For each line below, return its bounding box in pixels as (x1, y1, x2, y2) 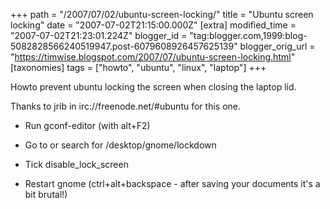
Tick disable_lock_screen (24, 159, 129, 170)
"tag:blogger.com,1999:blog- (189, 30, 308, 41)
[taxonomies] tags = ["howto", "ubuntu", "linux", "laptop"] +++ (10, 62, 267, 73)
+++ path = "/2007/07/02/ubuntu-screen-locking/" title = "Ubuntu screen (10, 9, 314, 20)
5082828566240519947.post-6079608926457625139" (10, 40, 238, 52)
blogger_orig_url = (239, 40, 316, 52)
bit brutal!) (24, 189, 68, 200)
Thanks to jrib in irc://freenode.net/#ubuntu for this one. (10, 100, 241, 112)
